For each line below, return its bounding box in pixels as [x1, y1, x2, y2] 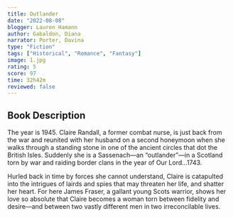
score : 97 [7, 70, 37, 77]
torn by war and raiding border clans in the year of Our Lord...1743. [7, 158, 202, 167]
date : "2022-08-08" [7, 17, 65, 24]
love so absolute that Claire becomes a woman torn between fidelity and [7, 195, 220, 203]
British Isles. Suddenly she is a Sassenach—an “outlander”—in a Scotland [7, 151, 223, 160]
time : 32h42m [7, 76, 46, 84]
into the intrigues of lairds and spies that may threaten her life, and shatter [7, 180, 224, 188]
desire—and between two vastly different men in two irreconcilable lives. [7, 202, 221, 211]
